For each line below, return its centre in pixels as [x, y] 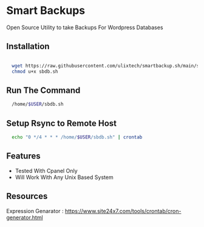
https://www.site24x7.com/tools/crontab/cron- [123, 211]
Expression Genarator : [35, 211]
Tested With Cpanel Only [46, 171]
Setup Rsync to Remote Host [62, 123]
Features [23, 156]
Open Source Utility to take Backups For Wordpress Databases [85, 27]
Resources [27, 196]
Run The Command [43, 90]
